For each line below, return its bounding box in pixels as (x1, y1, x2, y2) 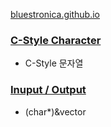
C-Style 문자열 (24, 57, 84, 69)
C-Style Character (10, 33, 102, 47)
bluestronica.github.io (10, 9, 101, 20)
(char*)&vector (24, 105, 87, 118)
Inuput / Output (10, 83, 87, 97)
